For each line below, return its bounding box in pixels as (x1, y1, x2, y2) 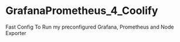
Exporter (5, 29, 27, 36)
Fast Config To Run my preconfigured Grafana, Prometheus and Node (5, 23, 174, 30)
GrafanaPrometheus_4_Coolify (5, 4, 158, 17)
